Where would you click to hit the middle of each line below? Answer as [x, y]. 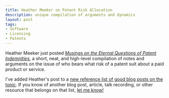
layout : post [19, 19]
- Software [17, 29]
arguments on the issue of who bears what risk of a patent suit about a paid [84, 64]
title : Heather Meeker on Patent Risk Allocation [59, 10]
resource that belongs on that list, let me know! [54, 90]
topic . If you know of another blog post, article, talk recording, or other [79, 84]
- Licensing [18, 34]
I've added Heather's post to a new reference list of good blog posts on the [84, 79]
